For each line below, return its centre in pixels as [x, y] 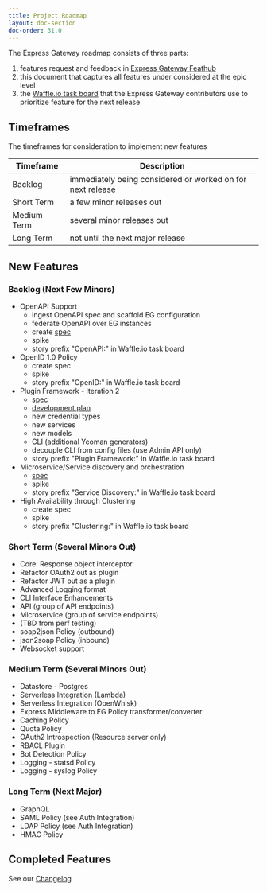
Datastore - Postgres [54, 687]
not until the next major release [127, 238]
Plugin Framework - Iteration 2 [70, 391]
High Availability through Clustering [77, 500]
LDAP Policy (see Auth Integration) [76, 826]
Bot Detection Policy [53, 754]
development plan [61, 407]
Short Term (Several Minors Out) [72, 547]
